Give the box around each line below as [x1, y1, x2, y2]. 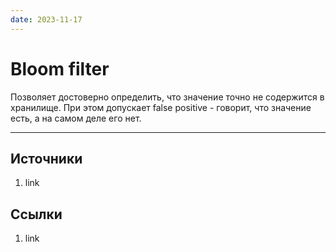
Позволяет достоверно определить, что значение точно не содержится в [10, 91, 325, 103]
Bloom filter [10, 57, 110, 80]
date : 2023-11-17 [10, 14, 83, 25]
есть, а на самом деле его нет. [10, 112, 142, 124]
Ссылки [10, 206, 63, 223]
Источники [10, 150, 83, 167]
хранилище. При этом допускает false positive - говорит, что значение [10, 101, 312, 113]
